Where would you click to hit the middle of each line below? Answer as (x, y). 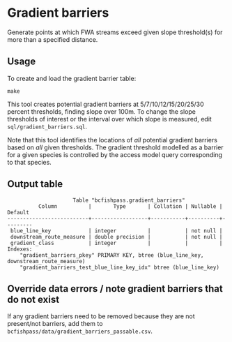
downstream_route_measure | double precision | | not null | (116, 237)
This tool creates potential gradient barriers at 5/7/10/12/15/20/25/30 (106, 104)
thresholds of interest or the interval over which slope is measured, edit (110, 119)
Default (18, 212)
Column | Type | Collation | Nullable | (130, 206)
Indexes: (20, 249)
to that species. (30, 162)
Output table (35, 184)
